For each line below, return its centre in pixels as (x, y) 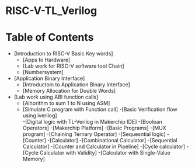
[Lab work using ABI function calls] (56, 97)
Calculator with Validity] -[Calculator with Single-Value (105, 153)
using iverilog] (40, 116)
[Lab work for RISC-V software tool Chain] (73, 66)
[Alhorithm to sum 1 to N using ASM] (66, 103)
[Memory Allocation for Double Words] (69, 91)
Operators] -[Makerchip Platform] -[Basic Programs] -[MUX (95, 128)
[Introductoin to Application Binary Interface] (76, 85)
